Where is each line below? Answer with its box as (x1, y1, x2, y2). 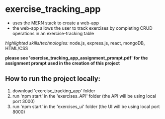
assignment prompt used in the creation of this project (5, 60, 120, 66)
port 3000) (12, 98, 35, 104)
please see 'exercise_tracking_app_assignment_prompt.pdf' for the (5, 55, 148, 60)
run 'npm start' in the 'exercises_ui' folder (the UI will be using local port (12, 103, 160, 110)
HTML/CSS (5, 45, 28, 51)
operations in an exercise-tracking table (12, 30, 94, 36)
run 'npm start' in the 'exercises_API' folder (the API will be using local (12, 93, 157, 99)
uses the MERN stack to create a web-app (12, 20, 99, 26)
